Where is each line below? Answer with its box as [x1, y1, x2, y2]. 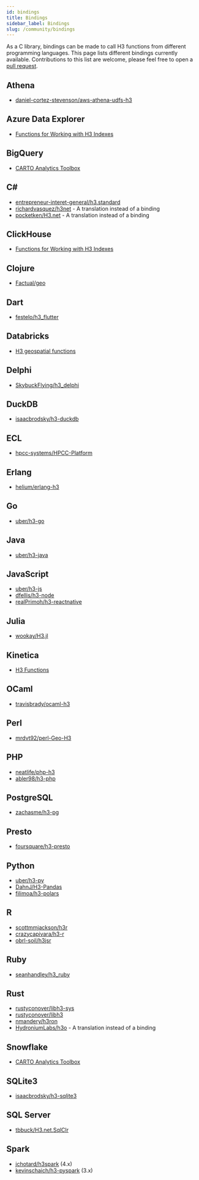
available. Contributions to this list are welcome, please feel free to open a [6, 56, 193, 63]
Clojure [6, 263, 35, 273]
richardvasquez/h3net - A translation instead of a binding [15, 205, 160, 212]
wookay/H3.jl [15, 632, 48, 640]
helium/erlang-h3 [15, 483, 59, 490]
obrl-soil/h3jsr [15, 936, 51, 944]
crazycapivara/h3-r [15, 930, 64, 938]
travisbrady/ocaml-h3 [15, 700, 70, 707]
